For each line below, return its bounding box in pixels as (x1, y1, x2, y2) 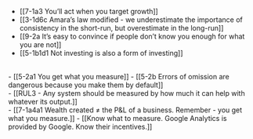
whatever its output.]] (8, 97, 78, 106)
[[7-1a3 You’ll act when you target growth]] (19, 7, 158, 16)
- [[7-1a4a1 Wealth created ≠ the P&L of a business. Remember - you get (8, 105, 243, 115)
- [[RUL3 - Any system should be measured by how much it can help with (8, 89, 245, 97)
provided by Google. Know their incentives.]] (8, 122, 153, 131)
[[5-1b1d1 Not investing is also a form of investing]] (19, 49, 183, 57)
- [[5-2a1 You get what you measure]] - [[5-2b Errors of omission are (8, 72, 230, 81)
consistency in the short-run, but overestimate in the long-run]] (19, 24, 224, 32)
